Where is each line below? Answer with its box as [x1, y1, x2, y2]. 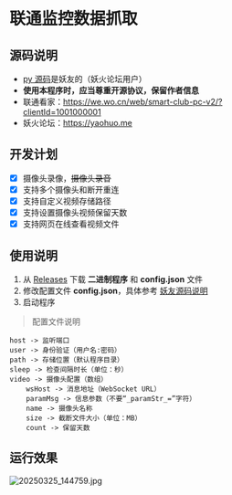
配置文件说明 [31, 316, 80, 327]
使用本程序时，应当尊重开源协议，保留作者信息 [22, 85, 199, 96]
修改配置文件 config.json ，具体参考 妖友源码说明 [22, 285, 208, 296]
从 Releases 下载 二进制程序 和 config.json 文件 [22, 273, 204, 284]
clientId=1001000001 [22, 107, 102, 117]
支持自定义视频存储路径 [22, 195, 111, 206]
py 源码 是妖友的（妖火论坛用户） [22, 74, 147, 84]
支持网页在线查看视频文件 [22, 218, 120, 229]
